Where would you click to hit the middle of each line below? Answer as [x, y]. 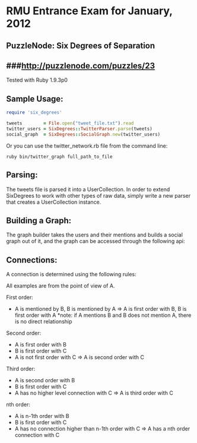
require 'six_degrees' [34, 113]
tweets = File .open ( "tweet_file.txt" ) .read [70, 123]
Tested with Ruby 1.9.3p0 [37, 80]
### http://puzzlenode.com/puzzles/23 [81, 66]
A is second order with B [45, 380]
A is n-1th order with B [42, 416]
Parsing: [22, 175]
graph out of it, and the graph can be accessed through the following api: [96, 241]
